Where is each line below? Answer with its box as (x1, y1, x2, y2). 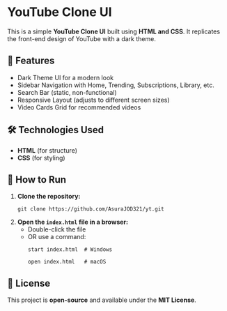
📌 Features (7, 55, 55, 67)
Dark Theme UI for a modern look (17, 73, 113, 82)
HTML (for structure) (17, 146, 78, 154)
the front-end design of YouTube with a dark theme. (7, 34, 157, 43)
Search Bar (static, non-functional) (17, 88, 117, 96)
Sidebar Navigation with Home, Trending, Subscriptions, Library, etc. (17, 81, 214, 89)
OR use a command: (27, 233, 86, 241)
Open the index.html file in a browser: (17, 218, 129, 227)
